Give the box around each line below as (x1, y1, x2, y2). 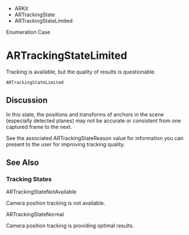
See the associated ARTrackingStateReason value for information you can (6, 134, 184, 142)
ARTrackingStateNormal (6, 211, 64, 218)
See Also (6, 157, 39, 168)
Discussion (6, 96, 48, 106)
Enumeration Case (6, 29, 51, 36)
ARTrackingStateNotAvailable (6, 188, 77, 195)
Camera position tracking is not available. (6, 199, 106, 206)
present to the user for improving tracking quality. (6, 141, 125, 148)
